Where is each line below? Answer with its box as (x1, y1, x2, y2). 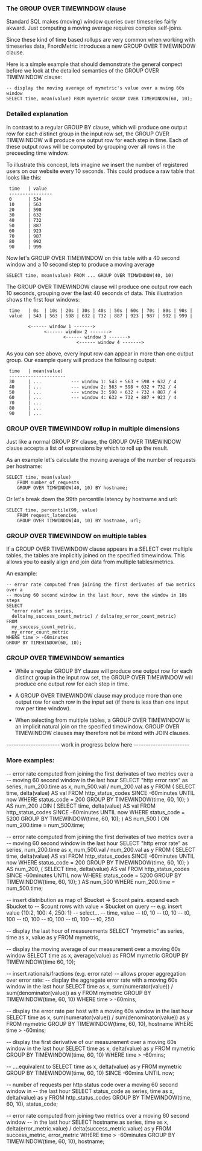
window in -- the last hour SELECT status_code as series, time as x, (6, 1087, 174, 1095)
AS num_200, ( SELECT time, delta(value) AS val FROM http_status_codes (6, 865, 190, 872)
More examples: (6, 756, 55, 765)
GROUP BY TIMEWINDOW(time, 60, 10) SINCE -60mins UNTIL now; (6, 1069, 175, 1077)
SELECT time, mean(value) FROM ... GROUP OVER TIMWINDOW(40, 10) (6, 272, 174, 279)
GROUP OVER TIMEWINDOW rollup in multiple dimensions (6, 424, 180, 433)
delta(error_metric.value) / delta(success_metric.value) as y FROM (6, 1124, 172, 1132)
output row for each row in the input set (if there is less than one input (14, 698, 189, 705)
